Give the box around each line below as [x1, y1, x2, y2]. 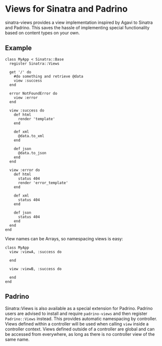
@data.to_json [17, 150, 47, 155]
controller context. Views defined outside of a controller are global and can [5, 326, 155, 332]
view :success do [9, 108, 45, 113]
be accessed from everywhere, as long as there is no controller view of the [5, 331, 155, 337]
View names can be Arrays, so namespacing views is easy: [5, 236, 123, 241]
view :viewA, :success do [9, 249, 62, 254]
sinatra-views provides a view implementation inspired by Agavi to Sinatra [5, 19, 153, 25]
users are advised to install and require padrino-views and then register [5, 310, 147, 316]
